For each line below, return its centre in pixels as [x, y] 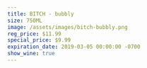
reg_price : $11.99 [34, 34]
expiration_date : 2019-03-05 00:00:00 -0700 [74, 47]
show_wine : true [31, 54]
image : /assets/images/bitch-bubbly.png [68, 27]
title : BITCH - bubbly [41, 14]
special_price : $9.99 [39, 40]
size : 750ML [25, 21]
